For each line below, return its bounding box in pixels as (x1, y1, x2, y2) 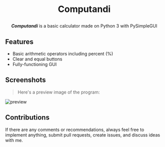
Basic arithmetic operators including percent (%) (12, 51, 113, 56)
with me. (5, 137, 24, 143)
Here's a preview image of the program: (17, 89, 100, 95)
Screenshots (5, 76, 46, 84)
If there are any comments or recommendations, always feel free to (5, 126, 144, 132)
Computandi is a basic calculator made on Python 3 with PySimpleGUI (11, 23, 157, 29)
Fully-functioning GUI (12, 61, 57, 67)
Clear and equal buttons (12, 56, 63, 62)
